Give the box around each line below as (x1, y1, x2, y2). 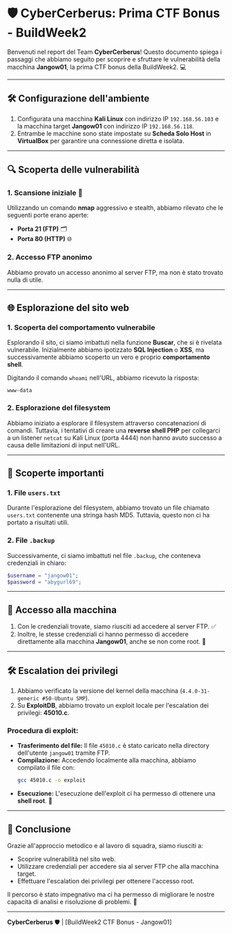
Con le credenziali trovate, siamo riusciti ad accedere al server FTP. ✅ (17, 622, 217, 631)
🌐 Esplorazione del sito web (7, 302, 130, 314)
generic (17, 695, 39, 702)
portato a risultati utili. (7, 519, 70, 527)
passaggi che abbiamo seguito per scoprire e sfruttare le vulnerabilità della (7, 55, 221, 63)
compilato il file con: (17, 764, 75, 772)
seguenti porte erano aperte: (7, 211, 89, 220)
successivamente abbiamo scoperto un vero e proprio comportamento (7, 353, 211, 361)
